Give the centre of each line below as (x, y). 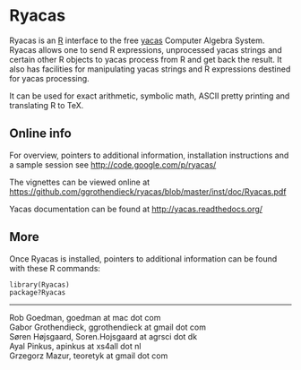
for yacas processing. (49, 78)
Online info (40, 134)
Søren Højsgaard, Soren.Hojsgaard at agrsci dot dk (103, 336)
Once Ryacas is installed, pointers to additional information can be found (143, 258)
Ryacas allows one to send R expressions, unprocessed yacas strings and (146, 49)
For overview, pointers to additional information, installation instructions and (149, 155)
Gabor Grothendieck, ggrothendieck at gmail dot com (108, 327)
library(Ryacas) (39, 284)
